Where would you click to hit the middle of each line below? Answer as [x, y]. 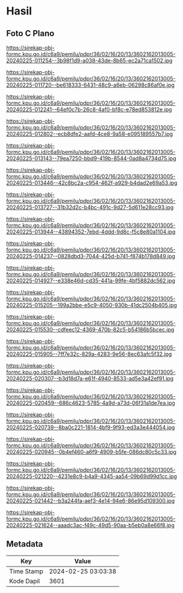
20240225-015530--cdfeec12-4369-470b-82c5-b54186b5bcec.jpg [90, 330]
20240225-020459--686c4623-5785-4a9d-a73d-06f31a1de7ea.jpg [91, 403]
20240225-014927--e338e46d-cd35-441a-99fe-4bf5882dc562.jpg [91, 281]
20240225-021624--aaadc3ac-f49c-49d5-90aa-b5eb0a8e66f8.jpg [91, 525]
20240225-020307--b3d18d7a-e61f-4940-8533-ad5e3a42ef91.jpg [90, 378]
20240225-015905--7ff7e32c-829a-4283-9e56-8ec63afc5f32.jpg [89, 354]
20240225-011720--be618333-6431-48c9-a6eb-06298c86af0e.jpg [91, 85]
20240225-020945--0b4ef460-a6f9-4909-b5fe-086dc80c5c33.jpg [91, 452]
